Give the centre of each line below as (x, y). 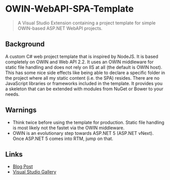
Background (25, 44)
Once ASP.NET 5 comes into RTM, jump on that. (63, 138)
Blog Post (23, 167)
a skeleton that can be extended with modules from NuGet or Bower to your (84, 89)
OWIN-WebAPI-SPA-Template (70, 9)
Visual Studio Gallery (35, 172)
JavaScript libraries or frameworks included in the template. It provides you (84, 83)
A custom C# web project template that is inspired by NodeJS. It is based (82, 56)
